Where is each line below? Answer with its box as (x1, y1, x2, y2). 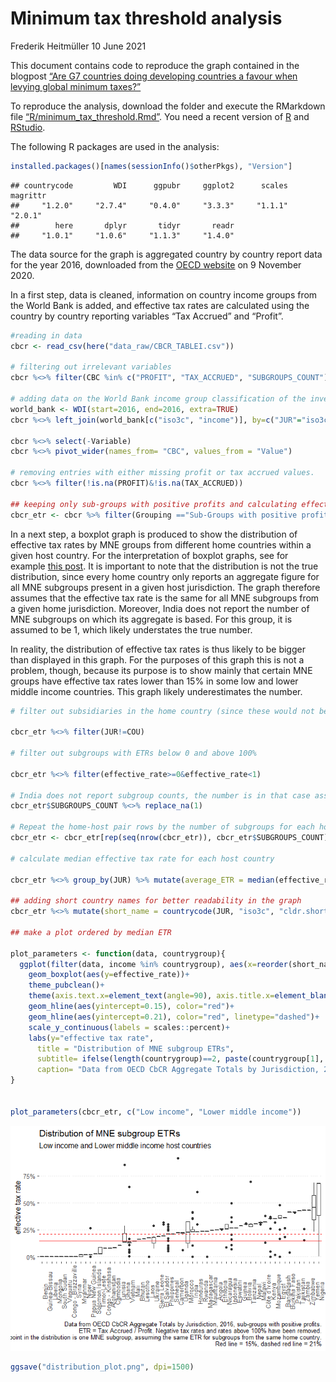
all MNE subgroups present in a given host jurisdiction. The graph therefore (10, 581, 321, 593)
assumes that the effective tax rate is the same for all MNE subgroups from (10, 592, 320, 604)
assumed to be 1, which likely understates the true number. (10, 623, 253, 636)
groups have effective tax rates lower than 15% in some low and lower (10, 675, 299, 687)
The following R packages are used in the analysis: (10, 140, 220, 152)
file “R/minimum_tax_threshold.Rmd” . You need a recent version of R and (10, 110, 310, 122)
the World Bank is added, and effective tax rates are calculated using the (10, 299, 310, 311)
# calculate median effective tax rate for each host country (10, 853, 275, 864)
